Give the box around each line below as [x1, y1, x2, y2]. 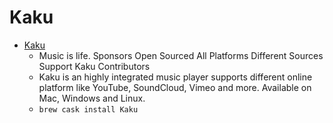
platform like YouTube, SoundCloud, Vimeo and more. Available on [38, 81, 312, 93]
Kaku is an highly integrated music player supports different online [38, 71, 313, 83]
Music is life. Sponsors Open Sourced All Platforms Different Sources [38, 49, 324, 61]
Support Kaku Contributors [38, 60, 151, 72]
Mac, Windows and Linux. [38, 92, 146, 104]
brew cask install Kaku [38, 104, 139, 115]
